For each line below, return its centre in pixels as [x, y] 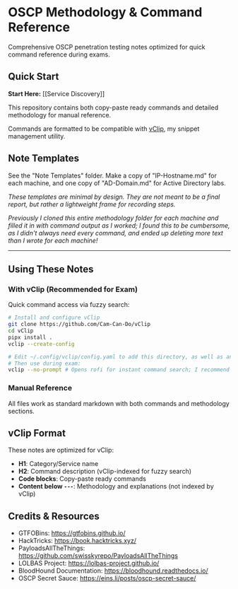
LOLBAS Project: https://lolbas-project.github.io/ [89, 564]
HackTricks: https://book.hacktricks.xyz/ [77, 541]
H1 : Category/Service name [58, 464]
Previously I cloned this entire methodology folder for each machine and [113, 218]
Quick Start [34, 77]
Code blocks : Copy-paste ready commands [82, 479]
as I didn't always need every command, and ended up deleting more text [115, 233]
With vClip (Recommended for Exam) [73, 289]
